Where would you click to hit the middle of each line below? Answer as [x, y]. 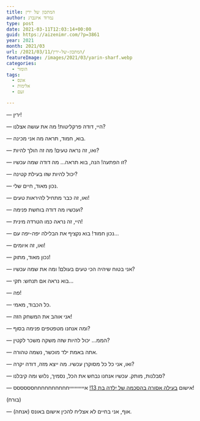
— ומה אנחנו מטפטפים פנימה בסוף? [48, 328]
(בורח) [14, 400]
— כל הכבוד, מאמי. [29, 305]
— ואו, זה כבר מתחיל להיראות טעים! [48, 197]
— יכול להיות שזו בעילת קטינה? [42, 174]
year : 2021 [20, 40]
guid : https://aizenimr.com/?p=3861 [53, 35]
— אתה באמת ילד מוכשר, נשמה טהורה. [52, 352]
